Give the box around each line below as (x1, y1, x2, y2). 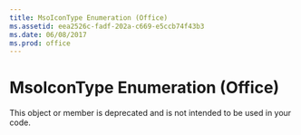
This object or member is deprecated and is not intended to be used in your (9, 108, 292, 119)
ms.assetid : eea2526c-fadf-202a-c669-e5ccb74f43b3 (9, 22, 205, 31)
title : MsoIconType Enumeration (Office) (9, 13, 169, 23)
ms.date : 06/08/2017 (9, 30, 88, 39)
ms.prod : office (9, 38, 71, 48)
